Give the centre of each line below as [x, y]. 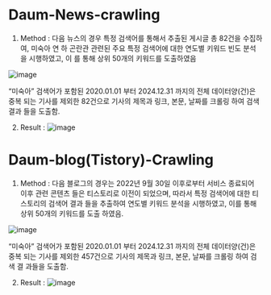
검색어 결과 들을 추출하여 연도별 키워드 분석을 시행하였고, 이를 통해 [152, 203]
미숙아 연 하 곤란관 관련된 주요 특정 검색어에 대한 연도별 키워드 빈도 [136, 48]
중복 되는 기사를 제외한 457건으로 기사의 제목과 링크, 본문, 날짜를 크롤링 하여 [128, 256]
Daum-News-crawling [84, 15]
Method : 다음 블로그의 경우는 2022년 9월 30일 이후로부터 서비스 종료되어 [137, 183]
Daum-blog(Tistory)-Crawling [111, 160]
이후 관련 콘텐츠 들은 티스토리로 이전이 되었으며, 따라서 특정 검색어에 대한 [135, 193]
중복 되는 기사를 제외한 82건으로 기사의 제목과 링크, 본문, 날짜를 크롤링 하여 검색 [134, 101]
